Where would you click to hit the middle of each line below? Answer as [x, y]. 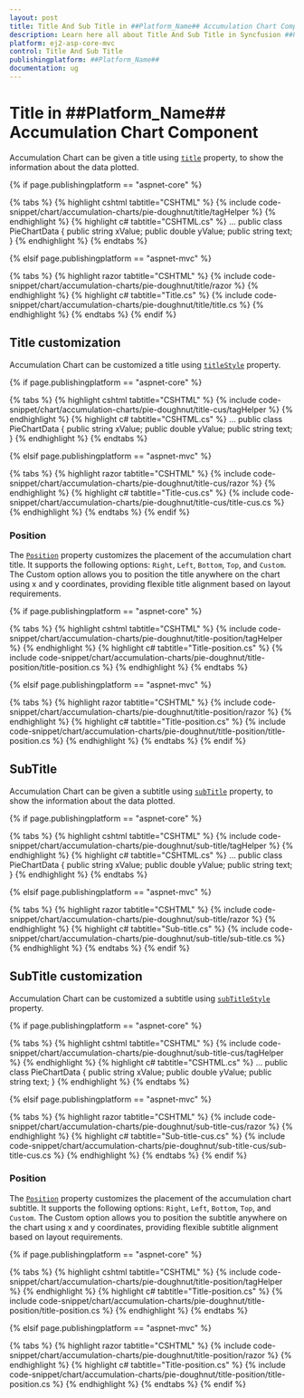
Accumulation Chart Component [134, 133]
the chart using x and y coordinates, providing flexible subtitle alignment [144, 1227]
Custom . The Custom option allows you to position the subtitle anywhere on [148, 1217]
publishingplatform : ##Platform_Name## [85, 60]
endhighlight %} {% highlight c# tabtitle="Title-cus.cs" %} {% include [139, 492]
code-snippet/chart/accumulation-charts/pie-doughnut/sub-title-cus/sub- [148, 1145]
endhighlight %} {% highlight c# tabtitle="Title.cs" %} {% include [131, 294]
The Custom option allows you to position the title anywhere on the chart [145, 574]
